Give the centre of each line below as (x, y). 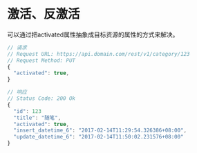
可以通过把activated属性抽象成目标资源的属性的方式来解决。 (93, 34)
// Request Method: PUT (41, 60)
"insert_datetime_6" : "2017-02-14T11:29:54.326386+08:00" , (100, 131)
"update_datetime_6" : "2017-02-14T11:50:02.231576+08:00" (99, 137)
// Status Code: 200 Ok (41, 99)
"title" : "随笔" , (37, 118)
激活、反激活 (44, 14)
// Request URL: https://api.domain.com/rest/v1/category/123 (98, 54)
